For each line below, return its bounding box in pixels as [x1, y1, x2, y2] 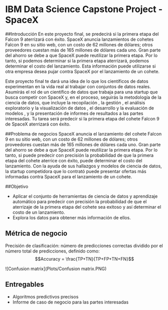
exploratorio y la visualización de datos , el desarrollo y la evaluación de [5, 105, 154, 111]
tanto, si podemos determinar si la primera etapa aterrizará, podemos [5, 57, 149, 64]
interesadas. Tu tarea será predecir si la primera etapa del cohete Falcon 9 [5, 115, 159, 121]
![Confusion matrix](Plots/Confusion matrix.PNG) [5, 266, 107, 272]
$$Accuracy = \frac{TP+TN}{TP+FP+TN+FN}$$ [35, 256, 134, 262]
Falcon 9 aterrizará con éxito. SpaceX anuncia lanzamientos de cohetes [5, 36, 154, 42]
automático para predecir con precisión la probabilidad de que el [12, 198, 147, 205]
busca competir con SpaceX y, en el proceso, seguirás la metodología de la [5, 94, 162, 100]
